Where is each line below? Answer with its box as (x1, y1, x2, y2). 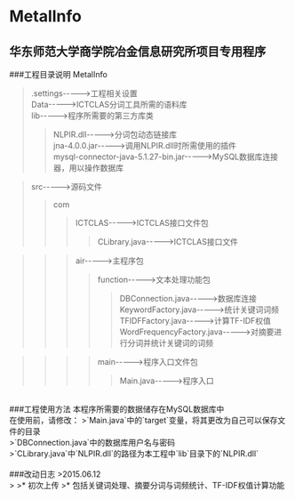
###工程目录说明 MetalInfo (9, 69, 108, 79)
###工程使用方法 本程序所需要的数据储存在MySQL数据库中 (9, 404, 225, 414)
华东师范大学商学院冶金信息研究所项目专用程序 (9, 44, 267, 59)
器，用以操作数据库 (52, 163, 124, 173)
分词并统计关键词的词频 (127, 338, 213, 348)
